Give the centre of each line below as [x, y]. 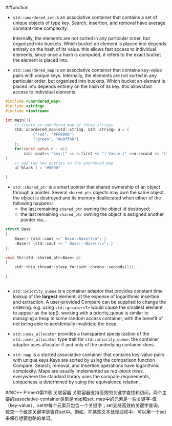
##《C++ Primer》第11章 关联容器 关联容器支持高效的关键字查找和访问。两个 [84, 392]
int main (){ [18, 120]
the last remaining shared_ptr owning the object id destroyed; [85, 209]
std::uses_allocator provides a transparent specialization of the [81, 334]
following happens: [33, 203]
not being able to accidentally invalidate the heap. [65, 324]
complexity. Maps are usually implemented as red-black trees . [78, 371]
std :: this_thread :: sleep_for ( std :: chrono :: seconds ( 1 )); [76, 267]
